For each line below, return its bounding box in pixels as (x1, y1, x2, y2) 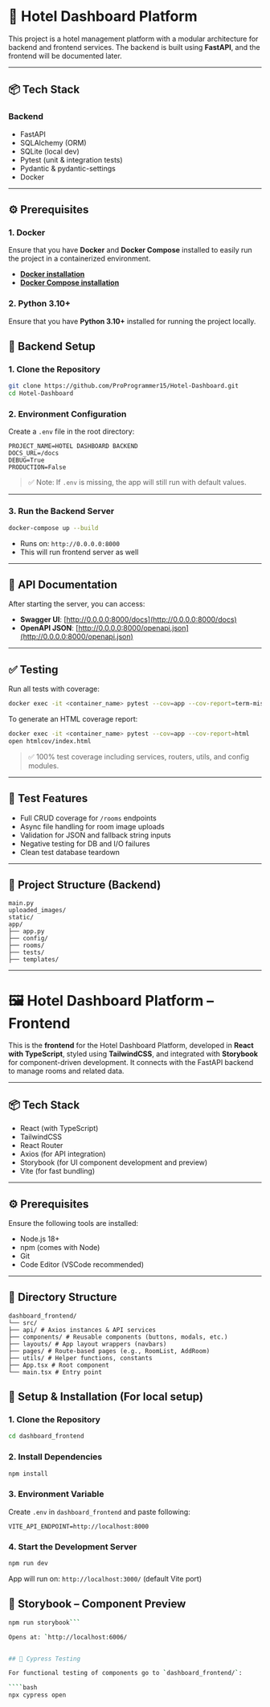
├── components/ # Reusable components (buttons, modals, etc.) (8, 1333, 228, 1341)
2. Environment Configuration (8, 408, 127, 419)
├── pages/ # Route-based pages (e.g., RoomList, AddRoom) (8, 1347, 211, 1355)
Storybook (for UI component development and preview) (19, 1158, 208, 1167)
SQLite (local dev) (19, 146, 80, 156)
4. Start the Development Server (8, 1540, 137, 1552)
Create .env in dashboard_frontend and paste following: (8, 1507, 190, 1516)
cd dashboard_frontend (8, 1432, 84, 1441)
